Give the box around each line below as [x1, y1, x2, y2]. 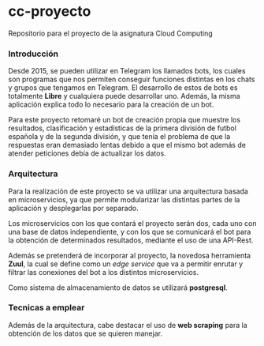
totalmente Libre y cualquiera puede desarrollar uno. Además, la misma [8, 92, 240, 101]
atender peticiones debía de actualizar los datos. [8, 149, 167, 158]
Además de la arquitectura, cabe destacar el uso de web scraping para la [8, 320, 248, 329]
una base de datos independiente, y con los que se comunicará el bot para [8, 227, 251, 236]
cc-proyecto [8, 2, 91, 21]
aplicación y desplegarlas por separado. [8, 203, 139, 212]
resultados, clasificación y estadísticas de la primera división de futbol [8, 123, 236, 133]
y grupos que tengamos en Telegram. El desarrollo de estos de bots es [8, 83, 238, 92]
